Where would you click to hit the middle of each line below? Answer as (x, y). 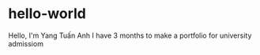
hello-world (47, 14)
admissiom (26, 43)
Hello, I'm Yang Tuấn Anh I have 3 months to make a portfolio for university (130, 35)
